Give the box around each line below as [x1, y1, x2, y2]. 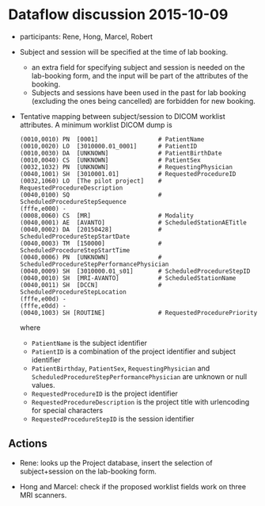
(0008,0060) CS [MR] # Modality [19, 212, 194, 220]
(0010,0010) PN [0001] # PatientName [19, 135, 205, 144]
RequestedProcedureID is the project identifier [31, 389, 178, 398]
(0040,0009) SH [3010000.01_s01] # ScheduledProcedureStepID [19, 267, 251, 275]
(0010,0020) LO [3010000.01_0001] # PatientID [19, 142, 198, 150]
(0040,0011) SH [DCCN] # [19, 281, 162, 289]
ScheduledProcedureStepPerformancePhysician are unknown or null [31, 371, 248, 381]
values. [31, 380, 55, 389]
